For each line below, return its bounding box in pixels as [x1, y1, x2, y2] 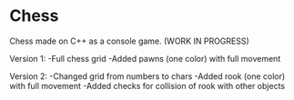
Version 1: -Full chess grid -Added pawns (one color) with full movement [9, 53, 281, 64]
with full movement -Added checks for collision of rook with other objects [9, 80, 285, 91]
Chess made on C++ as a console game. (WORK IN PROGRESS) [9, 35, 250, 46]
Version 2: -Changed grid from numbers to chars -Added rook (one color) [9, 70, 286, 82]
